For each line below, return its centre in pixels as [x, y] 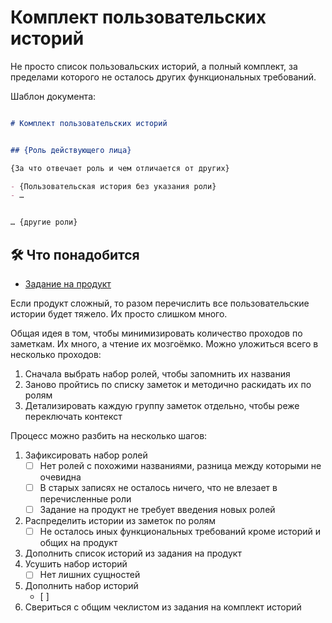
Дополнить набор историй [81, 586]
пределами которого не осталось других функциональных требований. [163, 77]
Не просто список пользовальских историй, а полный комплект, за [154, 66]
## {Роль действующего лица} [71, 150]
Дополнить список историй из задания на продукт [133, 553]
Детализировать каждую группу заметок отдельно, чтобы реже [162, 405]
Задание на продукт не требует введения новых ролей [157, 510]
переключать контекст [73, 416]
